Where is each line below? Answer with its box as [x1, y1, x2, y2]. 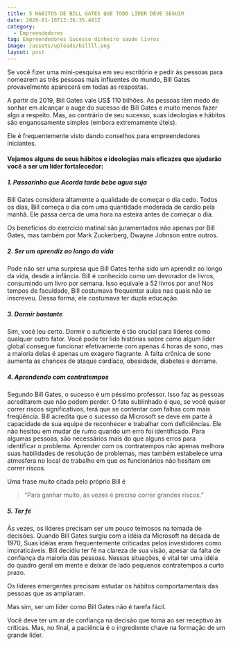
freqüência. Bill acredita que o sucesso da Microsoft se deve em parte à [7, 412, 213, 420]
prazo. [7, 568, 26, 577]
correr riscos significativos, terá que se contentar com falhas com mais [7, 405, 211, 414]
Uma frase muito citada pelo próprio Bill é [7, 477, 126, 486]
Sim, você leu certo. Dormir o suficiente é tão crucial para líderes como [7, 328, 211, 336]
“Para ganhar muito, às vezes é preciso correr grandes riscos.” [24, 491, 205, 500]
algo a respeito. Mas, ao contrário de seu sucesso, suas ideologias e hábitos [7, 110, 226, 119]
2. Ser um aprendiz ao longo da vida [7, 247, 114, 255]
